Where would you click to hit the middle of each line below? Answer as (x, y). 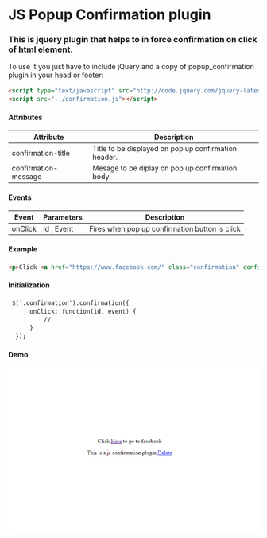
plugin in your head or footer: (56, 75)
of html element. (41, 49)
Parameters (63, 217)
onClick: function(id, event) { (83, 311)
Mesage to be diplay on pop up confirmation (165, 168)
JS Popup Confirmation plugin (110, 15)
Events (20, 197)
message (27, 177)
